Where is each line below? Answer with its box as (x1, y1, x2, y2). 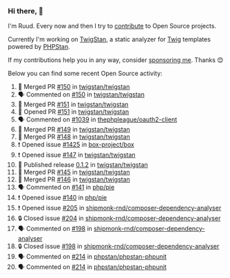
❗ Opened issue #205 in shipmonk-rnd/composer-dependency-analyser (17, 203, 222, 212)
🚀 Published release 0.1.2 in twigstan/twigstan (17, 161, 149, 169)
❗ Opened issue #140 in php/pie (17, 193, 107, 202)
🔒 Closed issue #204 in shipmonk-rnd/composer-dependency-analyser (17, 214, 221, 223)
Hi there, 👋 (8, 6, 44, 16)
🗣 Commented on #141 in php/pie (17, 183, 115, 192)
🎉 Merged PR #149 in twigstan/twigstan (17, 126, 130, 134)
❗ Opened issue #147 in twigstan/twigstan (17, 151, 136, 159)
